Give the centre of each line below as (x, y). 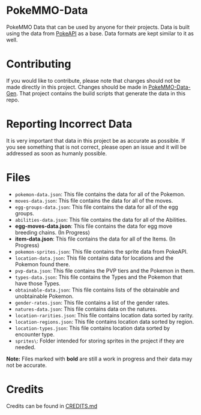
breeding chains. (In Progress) (52, 232)
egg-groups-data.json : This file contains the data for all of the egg (96, 207)
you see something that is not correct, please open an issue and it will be (97, 147)
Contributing (39, 64)
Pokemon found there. (42, 264)
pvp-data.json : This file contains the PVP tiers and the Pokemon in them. (105, 270)
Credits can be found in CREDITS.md (52, 406)
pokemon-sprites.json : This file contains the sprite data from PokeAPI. (101, 251)
